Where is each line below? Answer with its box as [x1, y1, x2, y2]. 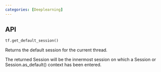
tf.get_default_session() [5, 38, 58, 43]
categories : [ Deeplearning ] [5, 7, 63, 12]
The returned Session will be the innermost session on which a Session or [5, 57, 156, 63]
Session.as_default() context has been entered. [5, 62, 102, 68]
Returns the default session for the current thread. [5, 47, 107, 53]
